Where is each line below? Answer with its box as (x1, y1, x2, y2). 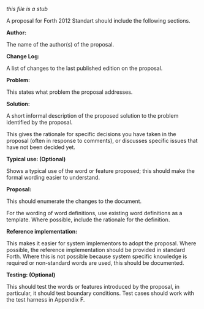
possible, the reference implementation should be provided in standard (6, 246, 186, 253)
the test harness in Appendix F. (6, 296, 85, 303)
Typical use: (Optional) (6, 156, 66, 162)
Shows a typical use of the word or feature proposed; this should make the (6, 167, 195, 174)
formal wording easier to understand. (6, 174, 100, 181)
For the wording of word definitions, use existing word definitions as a (6, 210, 183, 216)
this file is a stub (6, 6, 48, 12)
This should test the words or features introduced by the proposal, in (6, 283, 179, 290)
